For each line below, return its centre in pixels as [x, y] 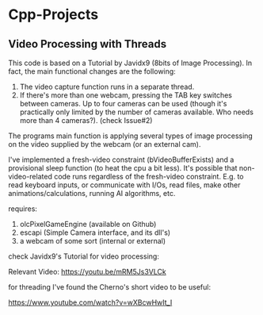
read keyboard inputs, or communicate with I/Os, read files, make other [124, 185]
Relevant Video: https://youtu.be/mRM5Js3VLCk [87, 272]
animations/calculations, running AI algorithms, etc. [92, 193]
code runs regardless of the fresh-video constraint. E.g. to [149, 177]
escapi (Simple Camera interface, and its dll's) [95, 232]
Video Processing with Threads [88, 44]
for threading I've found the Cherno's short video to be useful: [110, 287]
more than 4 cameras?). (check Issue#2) [86, 120]
